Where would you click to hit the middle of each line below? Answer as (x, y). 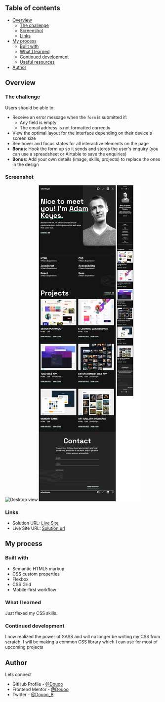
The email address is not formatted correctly (65, 127)
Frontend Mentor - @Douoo (41, 689)
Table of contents (33, 8)
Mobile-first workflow (34, 589)
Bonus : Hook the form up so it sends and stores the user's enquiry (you (85, 149)
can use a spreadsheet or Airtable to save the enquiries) (69, 154)
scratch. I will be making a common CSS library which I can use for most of (82, 642)
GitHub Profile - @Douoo (38, 684)
